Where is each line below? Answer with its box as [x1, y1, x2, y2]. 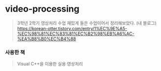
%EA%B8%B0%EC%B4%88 [17, 35, 76, 42]
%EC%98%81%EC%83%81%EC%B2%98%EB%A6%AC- [17, 31, 134, 36]
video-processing [5, 3, 80, 15]
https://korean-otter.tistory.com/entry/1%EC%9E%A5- [17, 25, 128, 31]
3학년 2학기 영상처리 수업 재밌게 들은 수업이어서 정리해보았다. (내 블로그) [17, 20, 157, 26]
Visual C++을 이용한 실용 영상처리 [17, 61, 83, 67]
